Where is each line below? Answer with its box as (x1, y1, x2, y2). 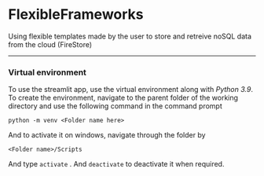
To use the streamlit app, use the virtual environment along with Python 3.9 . (8, 85, 254, 94)
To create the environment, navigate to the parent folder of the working (8, 93, 238, 103)
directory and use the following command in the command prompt (8, 101, 222, 111)
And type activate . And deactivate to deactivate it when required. (8, 159, 225, 169)
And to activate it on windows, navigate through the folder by (8, 130, 206, 140)
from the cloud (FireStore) (8, 39, 93, 49)
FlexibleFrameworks (8, 5, 144, 24)
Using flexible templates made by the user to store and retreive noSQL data (8, 31, 252, 41)
